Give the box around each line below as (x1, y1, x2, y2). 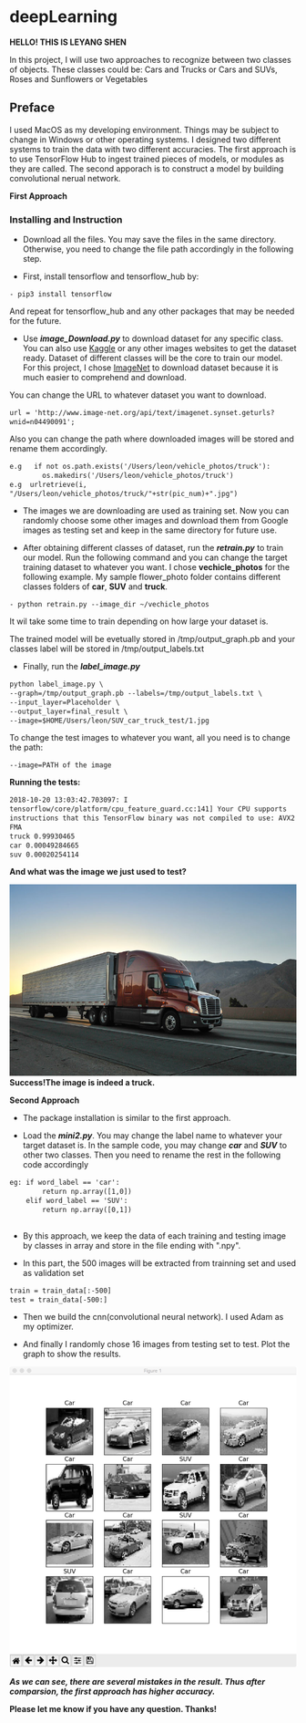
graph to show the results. (22, 1348, 121, 1360)
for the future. (9, 316, 62, 327)
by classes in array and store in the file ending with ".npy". (22, 1240, 241, 1251)
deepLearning (9, 6, 118, 27)
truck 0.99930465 (9, 832, 76, 841)
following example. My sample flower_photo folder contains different (22, 572, 280, 583)
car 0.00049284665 (9, 841, 79, 850)
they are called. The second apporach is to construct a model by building (9, 162, 284, 174)
